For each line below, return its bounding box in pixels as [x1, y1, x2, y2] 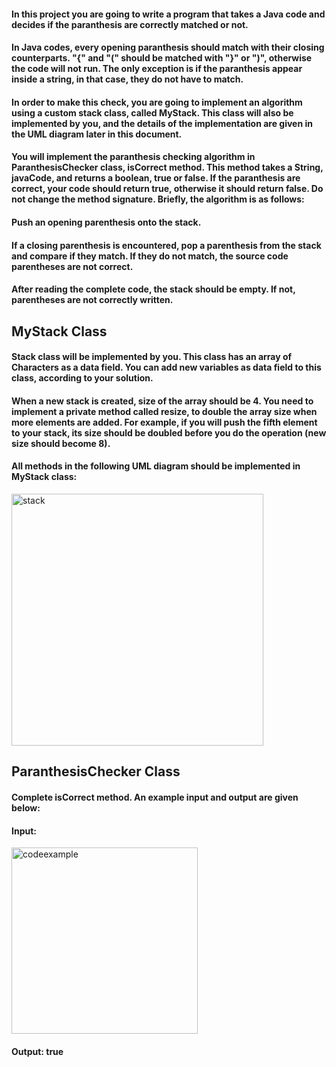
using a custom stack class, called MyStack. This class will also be [11, 106, 294, 119]
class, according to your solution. [11, 372, 154, 384]
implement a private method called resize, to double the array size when [11, 405, 318, 417]
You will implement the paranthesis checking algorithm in [11, 151, 256, 163]
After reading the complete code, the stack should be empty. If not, [11, 283, 296, 295]
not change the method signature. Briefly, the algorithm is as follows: [11, 193, 305, 205]
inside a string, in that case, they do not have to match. [11, 73, 244, 85]
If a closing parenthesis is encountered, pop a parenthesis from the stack [11, 239, 322, 251]
